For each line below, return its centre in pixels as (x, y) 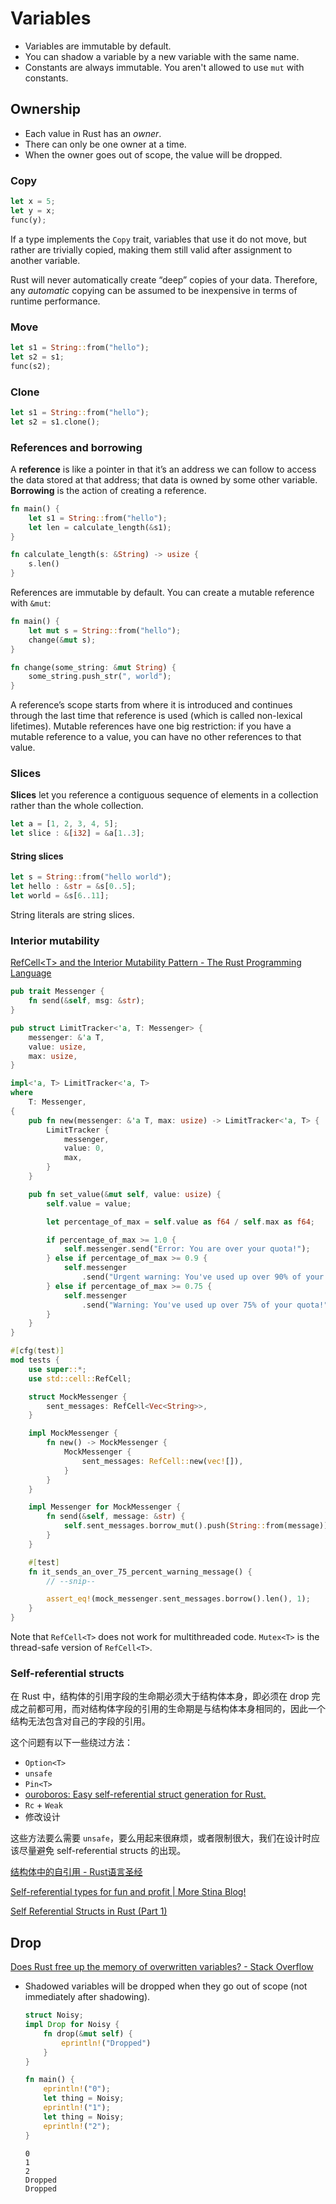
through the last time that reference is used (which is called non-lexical (156, 716)
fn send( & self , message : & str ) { (116, 1517)
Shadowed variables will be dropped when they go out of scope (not (166, 1986)
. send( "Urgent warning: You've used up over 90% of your (203, 1277)
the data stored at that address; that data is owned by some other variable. (164, 479)
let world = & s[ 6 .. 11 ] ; (60, 896)
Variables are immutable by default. (98, 46)
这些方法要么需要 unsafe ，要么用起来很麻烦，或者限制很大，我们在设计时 (161, 1838)
